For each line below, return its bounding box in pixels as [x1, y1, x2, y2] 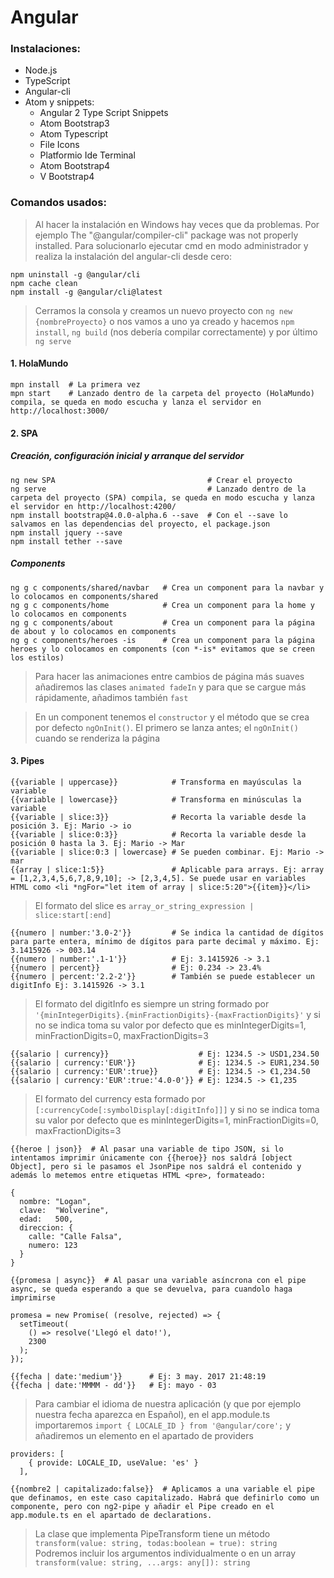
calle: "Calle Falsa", [28, 1231, 123, 1241]
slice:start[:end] [34, 910, 112, 920]
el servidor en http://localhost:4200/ [10, 501, 177, 511]
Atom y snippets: [24, 96, 95, 108]
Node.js [24, 64, 58, 76]
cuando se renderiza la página [34, 732, 161, 744]
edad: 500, [19, 1214, 74, 1224]
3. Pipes [10, 755, 45, 767]
